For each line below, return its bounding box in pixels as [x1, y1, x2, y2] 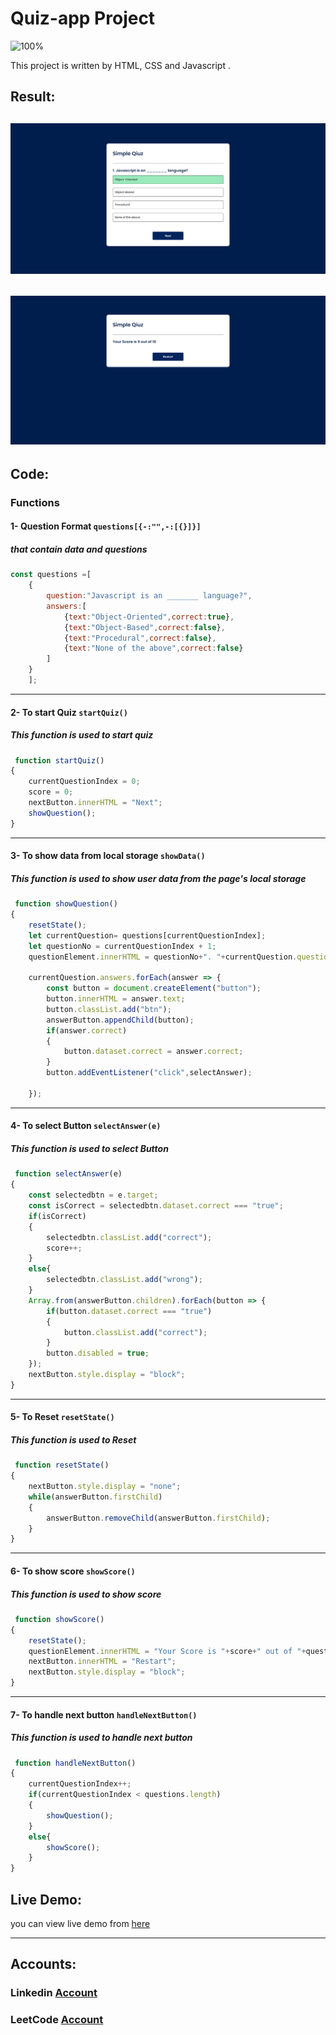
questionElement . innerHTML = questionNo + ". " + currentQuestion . [28, 952, 298, 962]
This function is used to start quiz [10, 729, 154, 741]
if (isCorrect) [28, 1211, 87, 1221]
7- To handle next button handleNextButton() [10, 1708, 198, 1721]
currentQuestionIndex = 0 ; [28, 777, 141, 787]
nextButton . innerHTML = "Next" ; [28, 798, 163, 808]
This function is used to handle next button [10, 1732, 193, 1744]
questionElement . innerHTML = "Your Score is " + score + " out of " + [28, 1646, 307, 1656]
